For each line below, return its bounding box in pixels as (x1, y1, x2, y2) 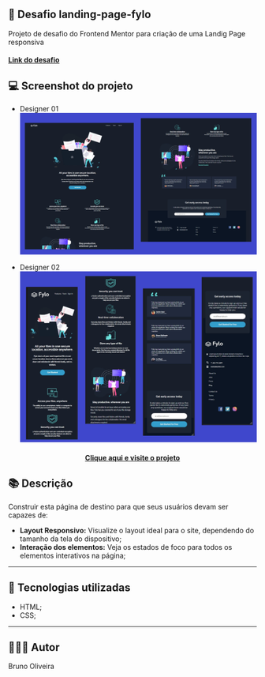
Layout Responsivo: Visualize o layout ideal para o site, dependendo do (19, 525, 255, 535)
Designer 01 (19, 104, 59, 114)
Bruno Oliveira (8, 661, 55, 671)
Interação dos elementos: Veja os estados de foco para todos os (19, 542, 233, 551)
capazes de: (8, 510, 49, 520)
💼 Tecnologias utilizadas (8, 581, 131, 595)
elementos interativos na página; (19, 551, 126, 560)
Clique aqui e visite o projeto (84, 453, 181, 462)
